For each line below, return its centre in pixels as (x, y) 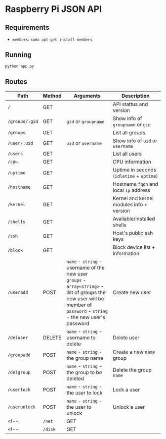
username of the (85, 268)
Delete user (126, 337)
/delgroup (19, 372)
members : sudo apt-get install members (52, 39)
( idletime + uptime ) (135, 176)
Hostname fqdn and (136, 184)
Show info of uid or (135, 141)
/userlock (19, 389)
